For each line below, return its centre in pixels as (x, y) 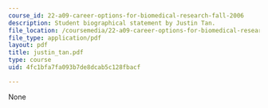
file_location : (33, 30)
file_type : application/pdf (55, 38)
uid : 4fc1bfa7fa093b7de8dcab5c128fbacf (75, 67)
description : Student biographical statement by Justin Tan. (112, 23)
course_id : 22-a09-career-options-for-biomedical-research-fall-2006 (126, 15)
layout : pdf (28, 45)
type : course (30, 60)
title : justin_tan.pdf (46, 52)
